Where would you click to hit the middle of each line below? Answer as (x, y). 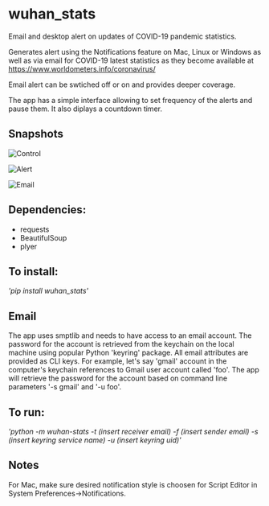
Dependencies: (47, 210)
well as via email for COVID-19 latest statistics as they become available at (131, 60)
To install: (33, 272)
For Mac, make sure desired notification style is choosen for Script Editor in (133, 484)
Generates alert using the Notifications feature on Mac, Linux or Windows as (135, 51)
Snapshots (36, 134)
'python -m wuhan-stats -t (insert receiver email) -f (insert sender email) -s (133, 432)
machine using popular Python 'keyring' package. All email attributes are (128, 353)
